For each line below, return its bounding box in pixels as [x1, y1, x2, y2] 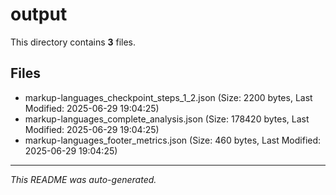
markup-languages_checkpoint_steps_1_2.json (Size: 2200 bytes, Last [24, 91, 313, 103]
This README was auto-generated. [10, 173, 157, 185]
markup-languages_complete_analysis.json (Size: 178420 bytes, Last [24, 113, 310, 125]
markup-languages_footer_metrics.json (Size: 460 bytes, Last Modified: [24, 134, 322, 146]
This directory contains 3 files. [10, 36, 137, 48]
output [10, 3, 68, 26]
